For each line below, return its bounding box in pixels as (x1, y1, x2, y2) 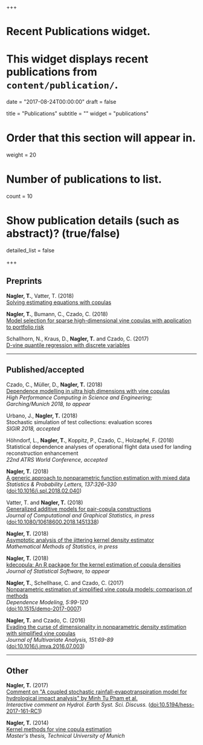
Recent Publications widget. (6, 25, 151, 38)
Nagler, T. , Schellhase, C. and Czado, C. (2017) (6, 579, 124, 586)
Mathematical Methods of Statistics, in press (6, 542, 118, 550)
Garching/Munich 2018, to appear (6, 400, 91, 407)
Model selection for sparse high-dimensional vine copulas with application (6, 317, 192, 324)
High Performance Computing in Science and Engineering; (6, 394, 153, 401)
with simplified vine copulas (6, 629, 76, 637)
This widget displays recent (6, 52, 149, 66)
